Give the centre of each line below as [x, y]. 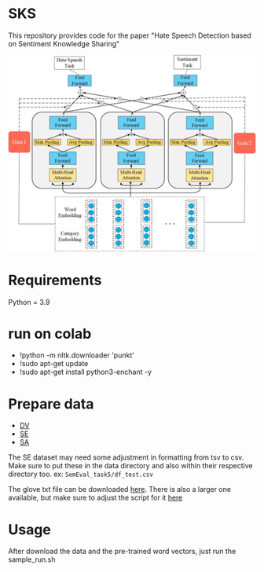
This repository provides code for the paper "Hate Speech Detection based [130, 35]
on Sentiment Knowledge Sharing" [64, 43]
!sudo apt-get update [54, 364]
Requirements [55, 280]
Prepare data [51, 403]
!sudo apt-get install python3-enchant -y [85, 372]
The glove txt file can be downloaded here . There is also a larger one [120, 489]
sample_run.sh [32, 559]
